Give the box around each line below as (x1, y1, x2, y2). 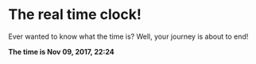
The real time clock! (8, 6, 142, 24)
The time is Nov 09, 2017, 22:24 (8, 47, 115, 56)
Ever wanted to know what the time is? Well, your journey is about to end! (8, 32, 249, 41)
